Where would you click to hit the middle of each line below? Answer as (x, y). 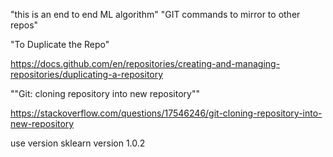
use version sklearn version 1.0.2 (78, 143)
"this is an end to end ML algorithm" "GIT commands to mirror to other (155, 14)
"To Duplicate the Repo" (60, 44)
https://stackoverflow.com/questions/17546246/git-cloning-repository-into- (166, 113)
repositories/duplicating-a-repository (87, 74)
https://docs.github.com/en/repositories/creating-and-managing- (145, 63)
